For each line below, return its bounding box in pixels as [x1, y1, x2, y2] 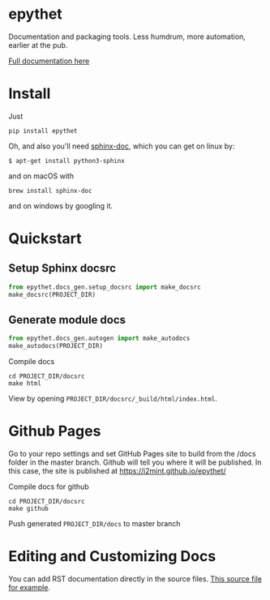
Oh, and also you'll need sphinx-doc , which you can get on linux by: [8, 141, 235, 151]
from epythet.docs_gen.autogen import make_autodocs [8, 334, 191, 343]
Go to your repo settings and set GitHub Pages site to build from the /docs [8, 449, 257, 459]
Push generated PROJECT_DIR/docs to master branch [8, 519, 181, 529]
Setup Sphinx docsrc [8, 261, 116, 276]
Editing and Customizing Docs [8, 547, 216, 566]
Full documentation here [8, 56, 90, 66]
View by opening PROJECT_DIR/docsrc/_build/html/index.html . [8, 394, 217, 404]
